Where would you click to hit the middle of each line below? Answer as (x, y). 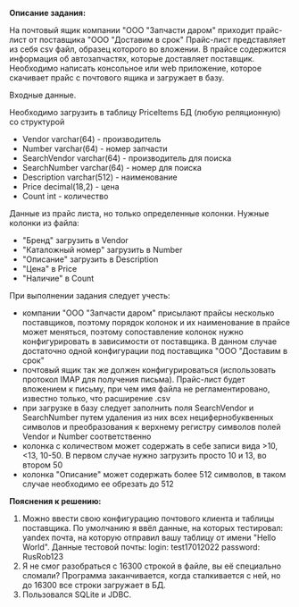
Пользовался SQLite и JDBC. (77, 594)
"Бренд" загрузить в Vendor (75, 240)
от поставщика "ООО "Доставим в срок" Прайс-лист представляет (157, 40)
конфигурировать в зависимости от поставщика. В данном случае (149, 341)
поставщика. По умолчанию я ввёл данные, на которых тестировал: (153, 528)
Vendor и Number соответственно (87, 436)
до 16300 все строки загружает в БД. (94, 585)
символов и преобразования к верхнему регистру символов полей (151, 427)
